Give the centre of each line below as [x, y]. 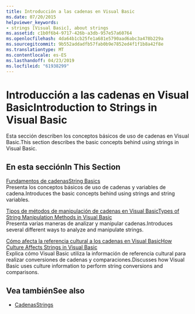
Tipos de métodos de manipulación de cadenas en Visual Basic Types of [93, 211]
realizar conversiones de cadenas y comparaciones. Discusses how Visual [95, 260]
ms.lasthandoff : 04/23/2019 [40, 60]
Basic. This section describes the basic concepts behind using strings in [93, 142]
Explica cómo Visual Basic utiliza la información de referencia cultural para [96, 254]
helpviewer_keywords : [32, 22]
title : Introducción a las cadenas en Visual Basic [70, 11]
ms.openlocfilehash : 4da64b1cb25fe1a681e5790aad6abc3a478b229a [85, 39]
